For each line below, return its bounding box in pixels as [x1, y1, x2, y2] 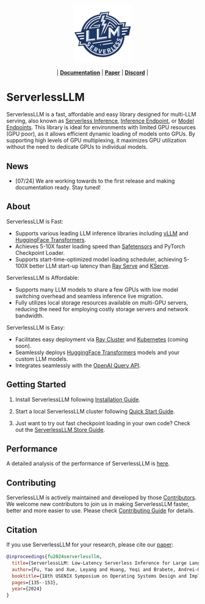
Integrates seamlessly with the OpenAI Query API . [15, 361, 142, 369]
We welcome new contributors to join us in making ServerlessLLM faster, [6, 500, 190, 508]
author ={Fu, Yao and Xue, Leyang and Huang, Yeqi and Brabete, [12, 566, 176, 573]
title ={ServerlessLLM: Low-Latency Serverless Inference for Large [12, 560, 187, 566]
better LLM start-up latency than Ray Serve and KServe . [29, 262, 170, 270]
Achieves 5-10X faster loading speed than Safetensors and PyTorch [15, 243, 185, 250]
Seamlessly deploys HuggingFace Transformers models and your [15, 349, 180, 356]
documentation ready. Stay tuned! [15, 183, 101, 191]
